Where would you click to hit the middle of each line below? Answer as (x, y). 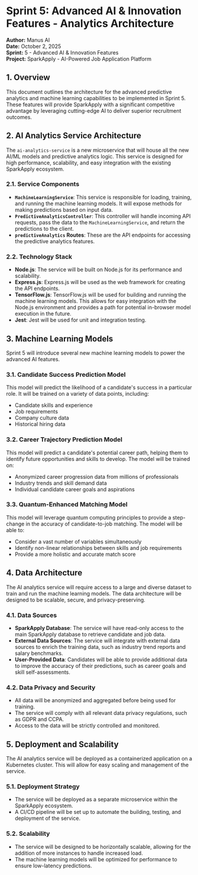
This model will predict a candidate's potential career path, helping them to (97, 453)
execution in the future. (43, 314)
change (15, 524)
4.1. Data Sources (32, 615)
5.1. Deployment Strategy (43, 786)
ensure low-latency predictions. (53, 866)
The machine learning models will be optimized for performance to (96, 859)
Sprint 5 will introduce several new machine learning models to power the (95, 353)
